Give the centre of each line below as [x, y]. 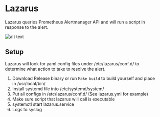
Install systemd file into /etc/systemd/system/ [58, 89]
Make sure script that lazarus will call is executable [63, 99]
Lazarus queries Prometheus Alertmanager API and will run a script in [75, 22]
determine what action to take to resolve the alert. [55, 69]
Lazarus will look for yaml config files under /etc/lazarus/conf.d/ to [72, 63]
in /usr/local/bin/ [29, 83]
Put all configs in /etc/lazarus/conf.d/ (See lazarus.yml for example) [80, 94]
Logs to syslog [27, 109]
